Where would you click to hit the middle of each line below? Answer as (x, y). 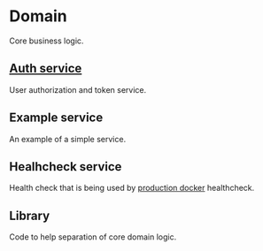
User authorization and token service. (78, 89)
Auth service (46, 68)
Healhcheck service (66, 167)
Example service (56, 118)
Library (30, 215)
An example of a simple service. (68, 139)
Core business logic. (46, 41)
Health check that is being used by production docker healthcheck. (132, 188)
